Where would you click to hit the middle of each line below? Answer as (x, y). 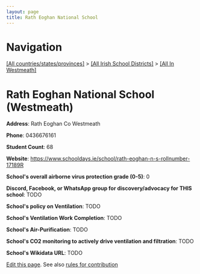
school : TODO (24, 195)
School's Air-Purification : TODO (47, 230)
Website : (18, 159)
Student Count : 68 (30, 147)
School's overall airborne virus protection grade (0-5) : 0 (78, 177)
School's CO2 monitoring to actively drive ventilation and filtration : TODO (100, 242)
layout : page (23, 12)
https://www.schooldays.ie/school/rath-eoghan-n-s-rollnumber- (110, 159)
